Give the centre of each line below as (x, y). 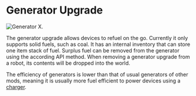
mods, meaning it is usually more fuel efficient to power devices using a (94, 81)
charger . (16, 87)
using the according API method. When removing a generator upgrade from (98, 57)
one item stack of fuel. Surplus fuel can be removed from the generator (93, 50)
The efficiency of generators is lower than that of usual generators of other (97, 74)
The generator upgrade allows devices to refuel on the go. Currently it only (97, 38)
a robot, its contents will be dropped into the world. (68, 63)
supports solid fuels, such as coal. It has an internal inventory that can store (98, 44)
